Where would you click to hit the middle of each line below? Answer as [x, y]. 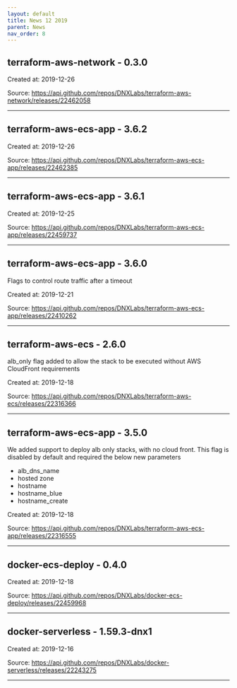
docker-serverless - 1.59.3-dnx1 [80, 632]
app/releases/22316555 [42, 536]
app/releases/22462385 [43, 168]
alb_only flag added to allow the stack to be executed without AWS [104, 361]
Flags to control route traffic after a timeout [70, 281]
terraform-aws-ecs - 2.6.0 [67, 344]
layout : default [31, 14]
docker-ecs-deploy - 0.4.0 [67, 565]
